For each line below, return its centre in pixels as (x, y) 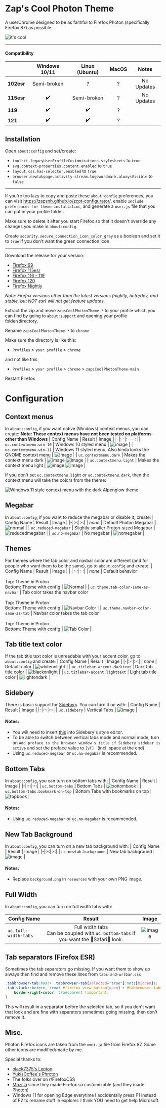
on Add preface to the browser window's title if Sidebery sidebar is (86, 743)
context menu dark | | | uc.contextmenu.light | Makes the (82, 460)
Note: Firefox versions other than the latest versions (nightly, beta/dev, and (82, 295)
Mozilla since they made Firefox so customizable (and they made (78, 1085)
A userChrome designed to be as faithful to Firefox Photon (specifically (77, 22)
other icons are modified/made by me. (44, 1050)
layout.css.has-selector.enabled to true (54, 171)
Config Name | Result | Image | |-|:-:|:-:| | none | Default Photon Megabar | (81, 522)
